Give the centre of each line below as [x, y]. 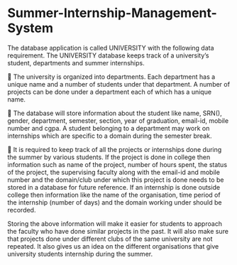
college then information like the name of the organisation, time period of [114, 195]
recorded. [22, 210]
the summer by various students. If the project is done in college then [109, 157]
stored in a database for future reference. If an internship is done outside [114, 187]
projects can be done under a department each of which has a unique [109, 92]
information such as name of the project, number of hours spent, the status [117, 164]
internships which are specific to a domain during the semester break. [110, 136]
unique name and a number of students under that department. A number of [119, 84]
